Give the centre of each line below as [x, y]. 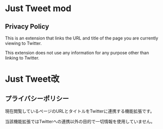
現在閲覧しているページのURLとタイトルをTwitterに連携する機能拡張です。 [80, 111]
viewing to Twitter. [24, 43]
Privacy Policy [27, 27]
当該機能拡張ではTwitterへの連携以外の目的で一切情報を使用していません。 [80, 121]
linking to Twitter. [22, 58]
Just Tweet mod [38, 9]
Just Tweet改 [32, 79]
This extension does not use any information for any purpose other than [77, 53]
